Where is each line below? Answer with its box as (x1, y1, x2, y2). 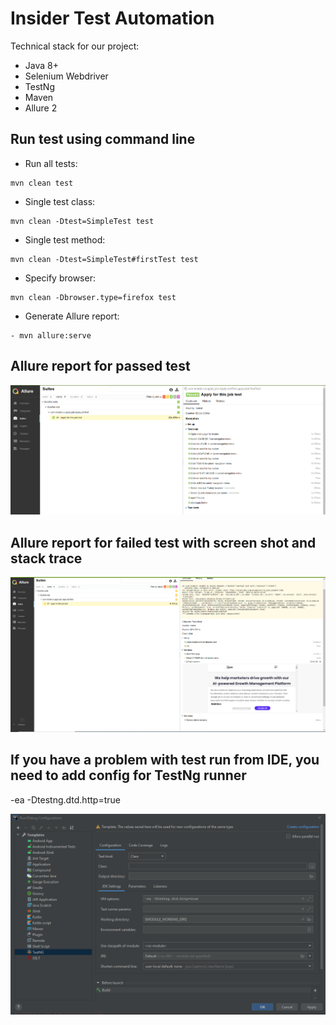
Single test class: (24, 195, 96, 207)
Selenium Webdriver (24, 70, 109, 82)
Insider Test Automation (10, 7, 215, 30)
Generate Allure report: (24, 310, 120, 322)
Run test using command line (10, 131, 196, 148)
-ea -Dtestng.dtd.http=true (10, 793, 121, 806)
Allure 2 (24, 102, 58, 114)
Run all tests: (24, 157, 78, 169)
